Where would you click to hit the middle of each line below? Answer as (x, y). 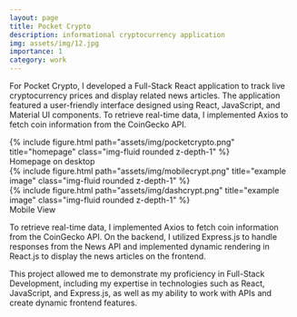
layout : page (34, 18)
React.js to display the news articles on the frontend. (108, 256)
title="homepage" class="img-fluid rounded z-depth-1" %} (119, 152)
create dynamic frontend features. (74, 302)
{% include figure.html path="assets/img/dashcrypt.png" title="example (144, 190)
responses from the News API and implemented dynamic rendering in (139, 247)
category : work (38, 60)
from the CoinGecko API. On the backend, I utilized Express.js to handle (144, 237)
